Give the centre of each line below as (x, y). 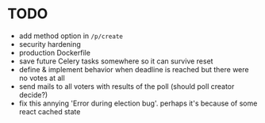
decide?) (33, 94)
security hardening (50, 44)
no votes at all (42, 78)
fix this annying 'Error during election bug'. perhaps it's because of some (138, 103)
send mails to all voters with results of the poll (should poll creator (127, 86)
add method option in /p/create (71, 36)
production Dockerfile (54, 52)
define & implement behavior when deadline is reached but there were (134, 69)
